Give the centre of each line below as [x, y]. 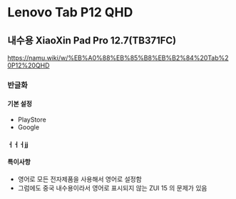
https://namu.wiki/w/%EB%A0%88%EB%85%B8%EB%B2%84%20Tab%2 [118, 58]
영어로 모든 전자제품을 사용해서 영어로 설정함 [80, 179]
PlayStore [32, 120]
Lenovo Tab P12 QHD [70, 12]
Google [29, 127]
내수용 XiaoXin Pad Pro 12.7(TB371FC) [92, 40]
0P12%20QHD [29, 65]
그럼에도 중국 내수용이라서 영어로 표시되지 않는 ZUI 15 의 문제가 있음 [112, 188]
